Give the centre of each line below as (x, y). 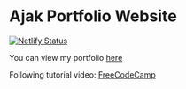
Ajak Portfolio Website (93, 16)
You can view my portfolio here (66, 57)
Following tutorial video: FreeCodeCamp (83, 74)
